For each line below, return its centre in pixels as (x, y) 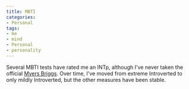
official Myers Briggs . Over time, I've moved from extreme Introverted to (94, 73)
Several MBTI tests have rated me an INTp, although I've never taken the (94, 67)
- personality (24, 50)
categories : (21, 17)
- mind (14, 39)
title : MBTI (21, 12)
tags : (13, 28)
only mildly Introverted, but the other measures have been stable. (86, 80)
